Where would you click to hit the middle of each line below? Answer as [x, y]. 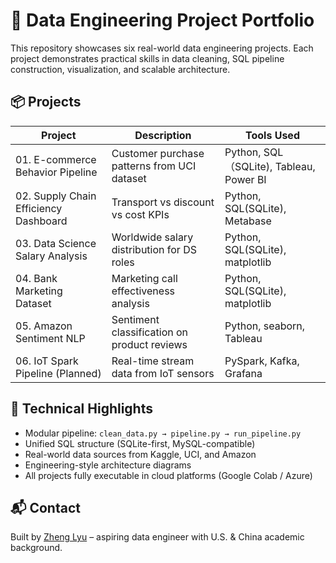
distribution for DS [154, 249]
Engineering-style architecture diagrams [108, 465]
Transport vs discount [163, 202]
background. [36, 548]
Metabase [248, 221]
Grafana [243, 373]
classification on [150, 332]
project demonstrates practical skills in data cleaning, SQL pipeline [147, 58]
